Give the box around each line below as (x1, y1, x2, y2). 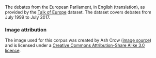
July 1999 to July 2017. (5, 14, 50, 20)
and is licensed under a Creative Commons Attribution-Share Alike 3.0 (5, 43, 145, 48)
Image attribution (5, 26, 47, 33)
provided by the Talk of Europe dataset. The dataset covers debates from (5, 9, 152, 15)
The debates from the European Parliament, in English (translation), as (5, 4, 145, 10)
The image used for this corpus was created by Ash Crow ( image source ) (5, 37, 152, 43)
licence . (5, 48, 21, 54)
